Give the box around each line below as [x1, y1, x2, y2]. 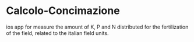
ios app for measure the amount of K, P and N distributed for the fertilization [6, 23, 189, 30]
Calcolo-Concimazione [6, 4, 121, 17]
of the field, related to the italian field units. [6, 29, 109, 36]
